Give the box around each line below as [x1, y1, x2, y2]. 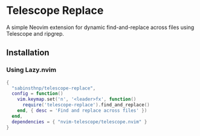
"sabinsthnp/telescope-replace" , [11, 85, 96, 91]
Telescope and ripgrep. [6, 30, 65, 37]
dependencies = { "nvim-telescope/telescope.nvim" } [11, 118, 147, 125]
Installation [6, 48, 50, 58]
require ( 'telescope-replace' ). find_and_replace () [22, 102, 150, 108]
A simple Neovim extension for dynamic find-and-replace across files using [6, 24, 195, 31]
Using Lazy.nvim [6, 66, 56, 74]
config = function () [11, 91, 63, 97]
